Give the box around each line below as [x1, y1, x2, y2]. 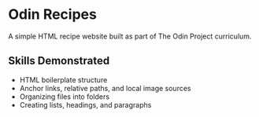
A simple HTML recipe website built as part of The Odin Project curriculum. [8, 31, 252, 41]
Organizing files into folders [19, 92, 110, 101]
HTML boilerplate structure [19, 75, 108, 84]
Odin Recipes [8, 5, 97, 24]
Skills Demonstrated [8, 54, 110, 68]
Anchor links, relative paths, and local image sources [19, 83, 191, 93]
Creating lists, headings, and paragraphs [19, 100, 152, 109]
